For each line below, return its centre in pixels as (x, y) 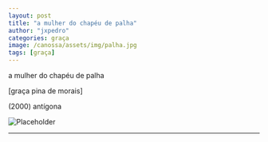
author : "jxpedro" (39, 30)
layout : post (30, 16)
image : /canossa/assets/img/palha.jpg (73, 45)
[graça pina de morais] (45, 91)
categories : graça (39, 38)
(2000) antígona (35, 106)
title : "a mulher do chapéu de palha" (73, 23)
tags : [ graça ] (32, 53)
